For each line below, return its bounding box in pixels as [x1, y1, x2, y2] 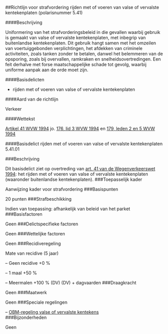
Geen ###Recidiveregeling [5, 241, 61, 247]
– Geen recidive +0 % [5, 260, 51, 266]
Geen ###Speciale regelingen [5, 299, 68, 305]
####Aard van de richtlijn [5, 96, 59, 102]
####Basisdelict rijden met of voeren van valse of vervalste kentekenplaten [5, 141, 163, 147]
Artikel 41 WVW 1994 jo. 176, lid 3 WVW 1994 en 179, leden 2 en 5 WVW [5, 126, 155, 131]
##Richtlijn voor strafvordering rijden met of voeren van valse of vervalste [5, 5, 159, 10]
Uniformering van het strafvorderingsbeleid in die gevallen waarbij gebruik [5, 29, 160, 35]
